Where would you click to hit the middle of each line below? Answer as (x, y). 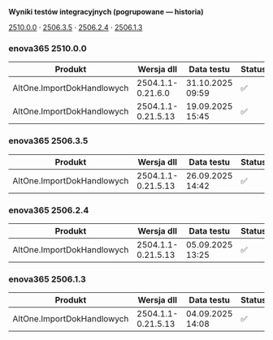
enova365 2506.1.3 (48, 279)
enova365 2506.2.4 (49, 210)
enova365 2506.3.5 (48, 141)
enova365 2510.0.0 (48, 48)
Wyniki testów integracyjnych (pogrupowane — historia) (106, 12)
